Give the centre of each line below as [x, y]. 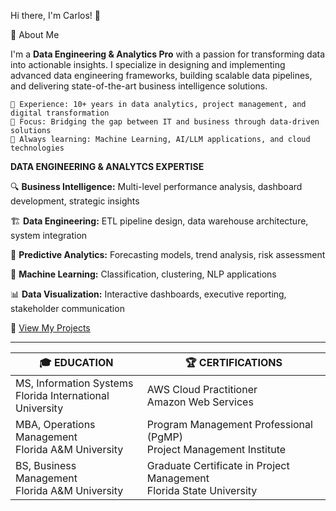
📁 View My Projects [50, 328]
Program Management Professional [229, 424]
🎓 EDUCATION [76, 362]
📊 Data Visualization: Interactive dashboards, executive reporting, [148, 294]
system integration [49, 235]
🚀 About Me [35, 34]
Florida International [62, 395]
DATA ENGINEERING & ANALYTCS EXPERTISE [107, 166]
